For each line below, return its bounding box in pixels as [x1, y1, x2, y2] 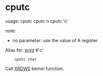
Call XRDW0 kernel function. [5, 65, 64, 71]
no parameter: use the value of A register [12, 37, 98, 43]
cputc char [14, 56, 37, 61]
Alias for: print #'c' [5, 47, 44, 53]
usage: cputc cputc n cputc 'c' [5, 18, 69, 24]
